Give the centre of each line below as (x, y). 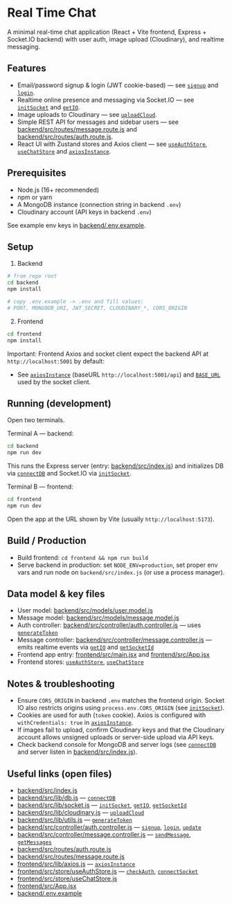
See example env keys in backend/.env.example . (77, 225)
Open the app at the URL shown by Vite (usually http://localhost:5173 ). (111, 519)
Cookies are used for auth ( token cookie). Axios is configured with (111, 715)
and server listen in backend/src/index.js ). (77, 752)
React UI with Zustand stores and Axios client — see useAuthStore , (112, 144)
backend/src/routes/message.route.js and (77, 129)
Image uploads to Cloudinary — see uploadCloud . (87, 114)
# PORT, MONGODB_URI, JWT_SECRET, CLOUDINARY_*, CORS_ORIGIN (97, 308)
